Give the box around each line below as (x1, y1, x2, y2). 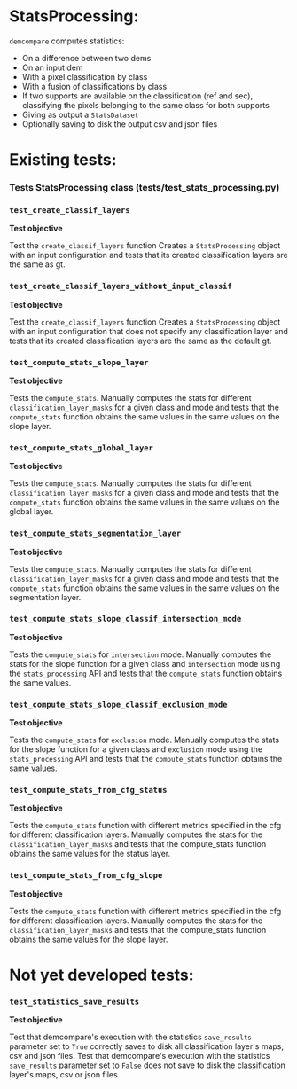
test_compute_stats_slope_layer (9, 357, 149, 367)
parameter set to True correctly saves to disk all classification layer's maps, (9, 1041, 285, 1052)
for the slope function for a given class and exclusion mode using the (9, 744, 263, 755)
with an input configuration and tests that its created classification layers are (9, 250, 288, 261)
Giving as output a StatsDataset (21, 109, 139, 120)
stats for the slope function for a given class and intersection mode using (9, 658, 281, 669)
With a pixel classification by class (21, 71, 148, 82)
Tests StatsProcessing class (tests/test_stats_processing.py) (9, 182, 280, 194)
